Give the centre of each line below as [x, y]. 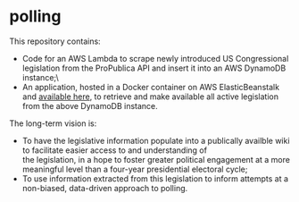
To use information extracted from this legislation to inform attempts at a [155, 178]
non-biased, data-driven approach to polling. [105, 188]
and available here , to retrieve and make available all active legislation [150, 97]
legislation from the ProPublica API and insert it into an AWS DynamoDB [154, 68]
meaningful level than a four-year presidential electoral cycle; [135, 169]
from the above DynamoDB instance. [90, 105]
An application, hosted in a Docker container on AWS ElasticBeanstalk [150, 87]
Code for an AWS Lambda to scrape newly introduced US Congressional [155, 58]
